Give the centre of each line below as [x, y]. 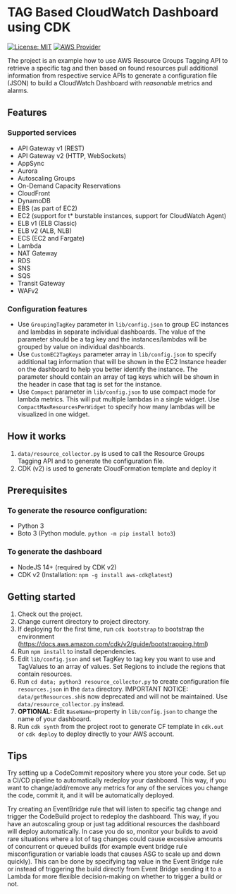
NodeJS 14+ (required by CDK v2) [67, 567]
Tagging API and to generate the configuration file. [91, 461]
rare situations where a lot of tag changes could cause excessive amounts [115, 839]
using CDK [39, 27]
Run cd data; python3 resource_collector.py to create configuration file [123, 681]
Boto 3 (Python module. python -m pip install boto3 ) [97, 533]
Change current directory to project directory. [83, 621]
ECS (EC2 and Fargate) [51, 238]
